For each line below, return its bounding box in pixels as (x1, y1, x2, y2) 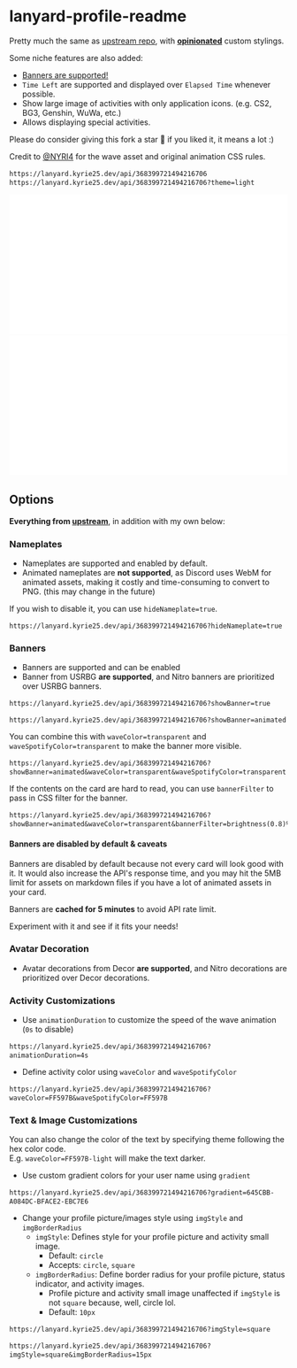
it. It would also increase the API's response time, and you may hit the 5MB (9, 868, 281, 878)
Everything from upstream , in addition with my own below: (9, 515, 225, 526)
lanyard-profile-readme (9, 6, 187, 27)
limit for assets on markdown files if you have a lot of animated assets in (9, 877, 272, 887)
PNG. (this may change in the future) (21, 586, 156, 597)
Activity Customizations (9, 994, 116, 1007)
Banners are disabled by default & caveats (9, 839, 168, 849)
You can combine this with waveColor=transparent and (9, 731, 207, 742)
